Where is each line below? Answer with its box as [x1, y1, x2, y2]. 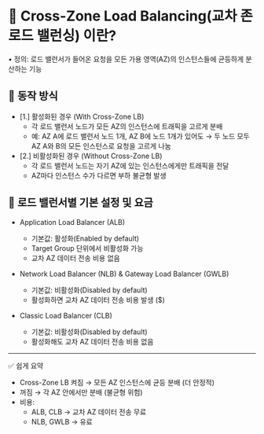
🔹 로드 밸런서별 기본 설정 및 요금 [8, 196, 153, 209]
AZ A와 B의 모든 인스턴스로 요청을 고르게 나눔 [31, 141, 171, 150]
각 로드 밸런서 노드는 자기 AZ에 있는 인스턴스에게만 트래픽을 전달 [31, 160, 229, 170]
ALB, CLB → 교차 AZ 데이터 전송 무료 [31, 406, 147, 417]
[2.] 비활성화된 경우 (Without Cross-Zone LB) [19, 151, 163, 160]
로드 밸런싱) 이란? [8, 27, 116, 45]
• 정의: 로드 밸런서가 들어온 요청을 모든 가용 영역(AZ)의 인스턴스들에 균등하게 [8, 54, 244, 64]
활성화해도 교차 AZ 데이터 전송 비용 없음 [31, 337, 154, 346]
